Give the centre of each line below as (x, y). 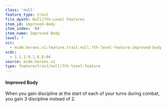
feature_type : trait (27, 15)
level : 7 (14, 38)
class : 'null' (20, 10)
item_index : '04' (24, 29)
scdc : (11, 52)
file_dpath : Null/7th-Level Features (45, 19)
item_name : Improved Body (32, 33)
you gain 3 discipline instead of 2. (40, 99)
